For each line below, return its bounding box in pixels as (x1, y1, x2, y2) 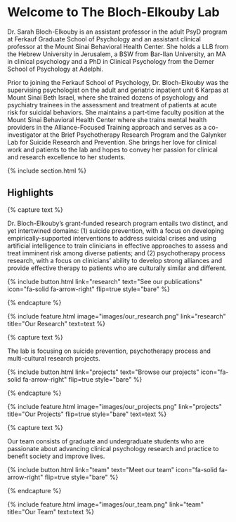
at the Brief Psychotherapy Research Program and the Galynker (43, 130, 227, 139)
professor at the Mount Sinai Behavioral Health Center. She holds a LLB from (7, 42, 229, 51)
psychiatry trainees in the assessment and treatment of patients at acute (7, 100, 217, 109)
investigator (7, 130, 42, 139)
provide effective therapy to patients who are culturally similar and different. (7, 264, 227, 272)
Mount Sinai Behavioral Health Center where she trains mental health (7, 115, 207, 123)
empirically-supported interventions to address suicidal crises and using (7, 234, 216, 242)
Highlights (7, 187, 54, 199)
